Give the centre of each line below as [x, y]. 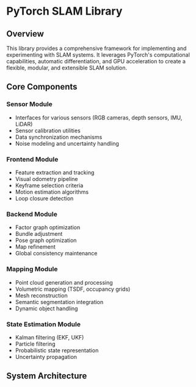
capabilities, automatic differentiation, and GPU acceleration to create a [96, 61]
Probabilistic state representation [57, 350]
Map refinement [35, 247]
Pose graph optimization [46, 240]
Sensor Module [30, 104]
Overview [25, 34]
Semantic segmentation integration [59, 302]
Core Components [42, 87]
